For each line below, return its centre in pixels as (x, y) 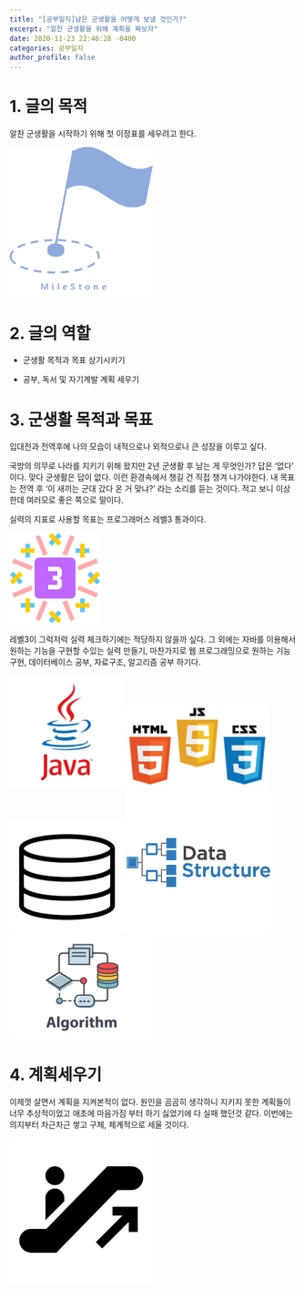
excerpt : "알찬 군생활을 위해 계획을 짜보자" (84, 29)
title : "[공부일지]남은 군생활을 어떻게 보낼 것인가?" (98, 19)
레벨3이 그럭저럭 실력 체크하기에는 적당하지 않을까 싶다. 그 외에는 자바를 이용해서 (152, 639)
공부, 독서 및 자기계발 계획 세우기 (81, 380)
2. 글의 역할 (50, 333)
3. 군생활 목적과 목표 (81, 420)
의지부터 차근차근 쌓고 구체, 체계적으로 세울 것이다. (99, 1124)
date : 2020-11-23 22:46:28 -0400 (73, 38)
